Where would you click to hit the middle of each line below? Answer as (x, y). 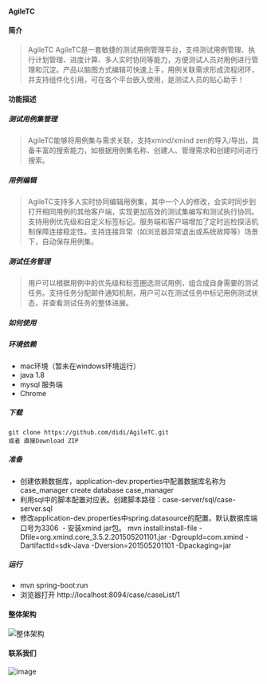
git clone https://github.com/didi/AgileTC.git (89, 432)
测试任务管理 (29, 261)
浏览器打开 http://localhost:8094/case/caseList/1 (100, 595)
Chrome (33, 393)
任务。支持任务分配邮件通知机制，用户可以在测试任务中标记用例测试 (139, 293)
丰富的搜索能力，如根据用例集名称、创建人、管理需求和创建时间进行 (147, 151)
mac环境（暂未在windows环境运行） (80, 366)
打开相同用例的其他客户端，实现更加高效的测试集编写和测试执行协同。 (143, 212)
